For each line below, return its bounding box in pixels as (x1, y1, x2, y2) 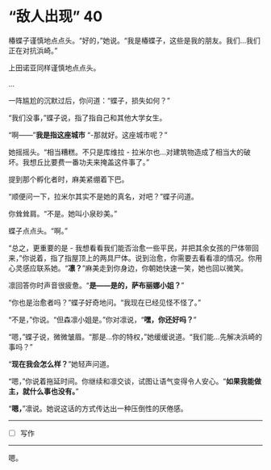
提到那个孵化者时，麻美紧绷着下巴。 (8, 174, 129, 184)
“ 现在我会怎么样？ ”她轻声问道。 (8, 359, 115, 368)
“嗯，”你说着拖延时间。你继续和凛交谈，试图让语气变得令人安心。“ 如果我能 (8, 376, 255, 386)
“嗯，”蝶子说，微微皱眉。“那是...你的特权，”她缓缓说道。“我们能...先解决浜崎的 (8, 332, 263, 342)
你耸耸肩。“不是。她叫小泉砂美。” (8, 208, 118, 218)
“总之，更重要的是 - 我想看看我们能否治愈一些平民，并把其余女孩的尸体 (8, 243, 245, 253)
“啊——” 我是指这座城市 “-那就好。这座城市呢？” (8, 130, 168, 140)
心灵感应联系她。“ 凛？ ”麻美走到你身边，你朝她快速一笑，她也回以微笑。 (8, 263, 248, 273)
